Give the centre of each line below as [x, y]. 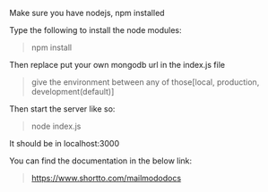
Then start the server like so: [62, 109]
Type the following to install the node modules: [95, 30]
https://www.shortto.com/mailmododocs [106, 178]
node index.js [56, 126]
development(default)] [73, 92]
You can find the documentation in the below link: [101, 161]
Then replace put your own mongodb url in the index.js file [117, 65]
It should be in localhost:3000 [64, 143]
